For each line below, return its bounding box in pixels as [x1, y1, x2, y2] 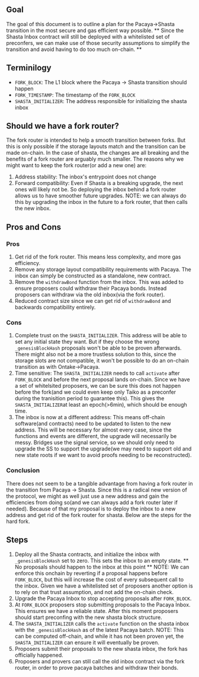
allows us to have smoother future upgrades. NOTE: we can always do [14, 192, 187, 199]
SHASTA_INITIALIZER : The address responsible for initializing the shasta [14, 97, 187, 104]
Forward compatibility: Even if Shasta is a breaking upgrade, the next [14, 180, 184, 187]
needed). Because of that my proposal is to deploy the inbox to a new [6, 505, 176, 512]
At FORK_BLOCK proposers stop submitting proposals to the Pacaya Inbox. [14, 601, 191, 608]
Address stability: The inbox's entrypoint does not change [14, 173, 157, 180]
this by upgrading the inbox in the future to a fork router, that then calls [14, 199, 188, 206]
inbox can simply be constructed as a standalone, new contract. [14, 272, 172, 279]
